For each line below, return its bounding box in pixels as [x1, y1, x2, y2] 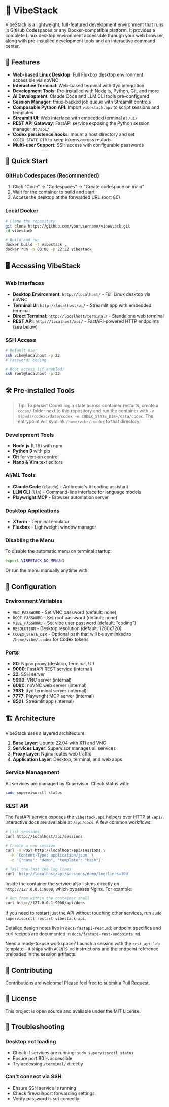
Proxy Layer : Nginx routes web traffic [12, 751, 92, 757]
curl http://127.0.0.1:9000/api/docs [5, 900, 85, 906]
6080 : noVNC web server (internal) [12, 682, 87, 688]
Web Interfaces [5, 280, 44, 287]
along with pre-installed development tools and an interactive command [5, 38, 156, 44]
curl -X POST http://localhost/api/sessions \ [5, 848, 106, 853]
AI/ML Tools [5, 472, 36, 479]
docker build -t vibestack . [5, 242, 67, 247]
